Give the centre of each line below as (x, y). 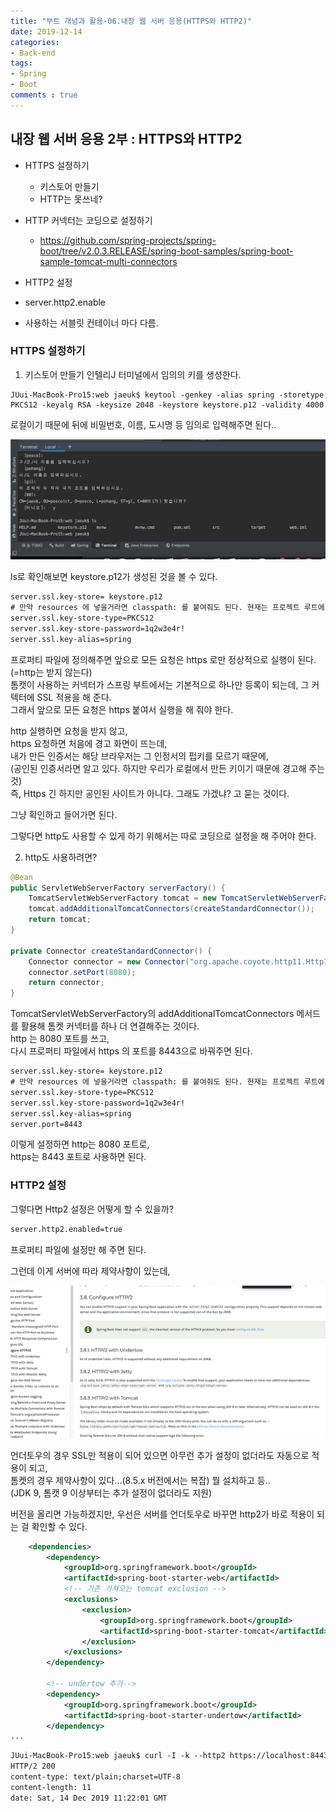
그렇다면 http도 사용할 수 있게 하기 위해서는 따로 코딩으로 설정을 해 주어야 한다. (163, 836)
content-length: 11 (51, 1787)
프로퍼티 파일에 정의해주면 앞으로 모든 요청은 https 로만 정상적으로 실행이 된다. (163, 659)
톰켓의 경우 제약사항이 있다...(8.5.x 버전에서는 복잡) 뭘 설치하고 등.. (140, 1480)
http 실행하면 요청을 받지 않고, (69, 731)
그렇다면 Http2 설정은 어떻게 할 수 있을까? (92, 1209)
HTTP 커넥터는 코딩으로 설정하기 (88, 220)
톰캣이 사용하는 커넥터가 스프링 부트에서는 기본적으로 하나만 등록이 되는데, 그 (160, 684)
